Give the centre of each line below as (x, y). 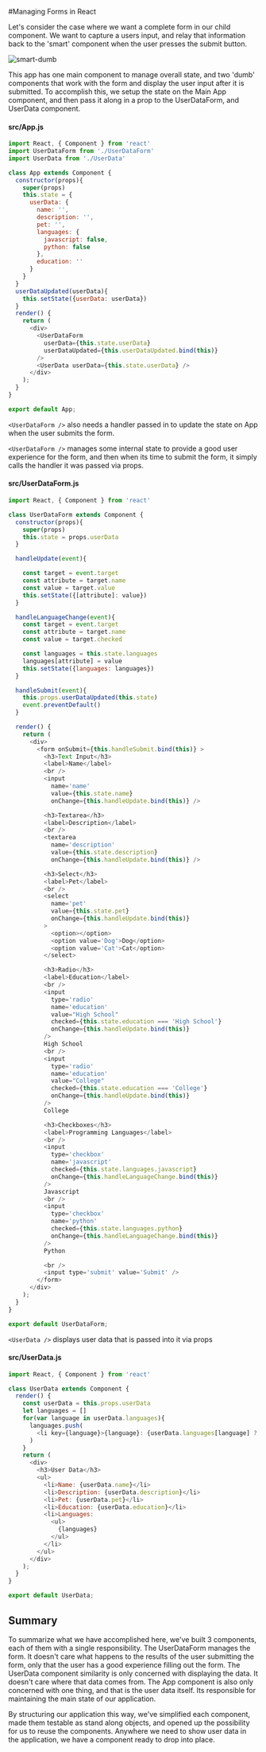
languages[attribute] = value (73, 661)
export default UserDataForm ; (58, 1324)
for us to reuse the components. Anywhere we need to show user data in (127, 1730)
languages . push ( (56, 1425)
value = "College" (77, 1081)
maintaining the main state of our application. (82, 1699)
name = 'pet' (69, 904)
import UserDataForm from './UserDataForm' (81, 151)
